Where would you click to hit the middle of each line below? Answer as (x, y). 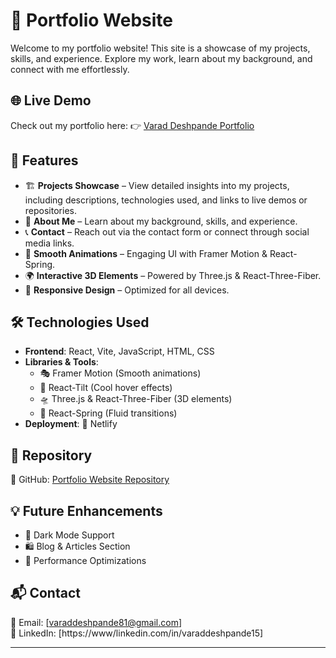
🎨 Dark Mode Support (69, 535)
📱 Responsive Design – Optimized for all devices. (127, 290)
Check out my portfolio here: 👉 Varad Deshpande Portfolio (132, 125)
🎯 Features (44, 160)
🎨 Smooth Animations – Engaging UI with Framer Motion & (146, 253)
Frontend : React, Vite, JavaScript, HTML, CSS (119, 351)
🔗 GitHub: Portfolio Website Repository (90, 480)
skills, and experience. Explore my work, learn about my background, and (161, 58)
